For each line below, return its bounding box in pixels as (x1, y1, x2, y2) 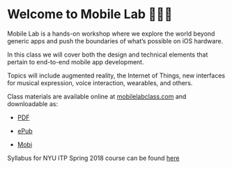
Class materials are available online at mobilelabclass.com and (7, 92, 187, 101)
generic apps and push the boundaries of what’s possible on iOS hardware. (7, 36, 224, 45)
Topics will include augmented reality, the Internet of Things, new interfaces (7, 71, 225, 80)
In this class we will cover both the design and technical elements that (7, 50, 208, 59)
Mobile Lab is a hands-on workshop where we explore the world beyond (7, 29, 215, 38)
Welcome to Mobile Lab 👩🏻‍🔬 (7, 6, 173, 22)
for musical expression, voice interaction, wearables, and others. (7, 78, 193, 87)
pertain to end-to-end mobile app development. (7, 57, 144, 66)
